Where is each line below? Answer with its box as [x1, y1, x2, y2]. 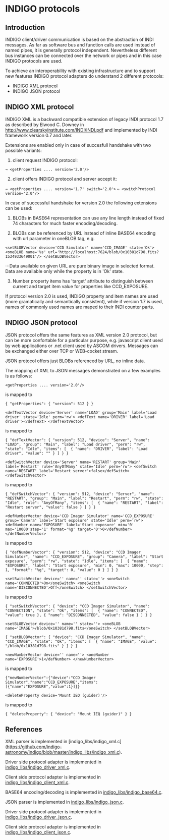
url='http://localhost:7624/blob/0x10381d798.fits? [48, 249, 159, 255]
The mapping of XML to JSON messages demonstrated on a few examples [5, 367, 161, 373]
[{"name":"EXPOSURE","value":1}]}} [5, 684, 80, 689]
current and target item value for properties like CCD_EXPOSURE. [12, 283, 149, 289]
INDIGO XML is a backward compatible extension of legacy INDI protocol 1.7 [5, 116, 164, 122]
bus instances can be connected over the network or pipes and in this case [5, 52, 162, 59]
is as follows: [5, 373, 32, 379]
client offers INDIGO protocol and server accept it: [12, 176, 117, 182]
